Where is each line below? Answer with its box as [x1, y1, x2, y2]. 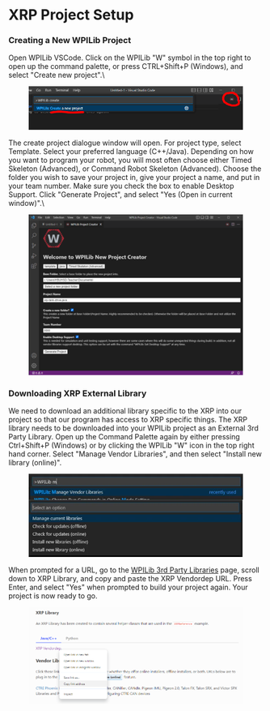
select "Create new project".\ [8, 71, 105, 80]
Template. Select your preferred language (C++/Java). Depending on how [8, 146, 255, 156]
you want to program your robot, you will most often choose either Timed [8, 155, 252, 165]
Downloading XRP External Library [8, 388, 147, 399]
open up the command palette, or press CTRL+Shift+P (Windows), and [8, 62, 243, 71]
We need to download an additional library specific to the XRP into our [8, 406, 243, 416]
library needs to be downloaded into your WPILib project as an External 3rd [8, 423, 259, 433]
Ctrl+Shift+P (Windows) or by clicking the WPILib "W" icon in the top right [8, 440, 255, 451]
